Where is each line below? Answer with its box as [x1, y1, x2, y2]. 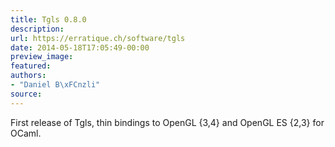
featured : [10, 61, 52, 71]
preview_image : [10, 52, 74, 62]
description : [10, 24, 65, 34]
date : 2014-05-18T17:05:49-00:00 [10, 42, 150, 53]
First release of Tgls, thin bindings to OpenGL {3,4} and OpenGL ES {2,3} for [10, 116, 325, 128]
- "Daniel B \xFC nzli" [10, 80, 101, 90]
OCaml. [10, 127, 42, 139]
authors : [10, 71, 47, 81]
